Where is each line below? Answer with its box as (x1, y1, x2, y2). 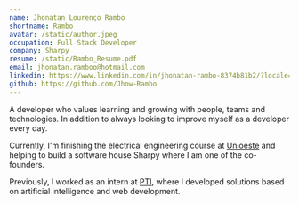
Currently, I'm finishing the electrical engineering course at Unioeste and (9, 140, 276, 151)
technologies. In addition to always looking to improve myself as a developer (9, 113, 289, 124)
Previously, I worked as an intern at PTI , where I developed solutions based (9, 176, 285, 187)
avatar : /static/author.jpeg (9, 29, 117, 38)
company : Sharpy (9, 46, 69, 55)
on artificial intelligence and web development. (9, 185, 181, 196)
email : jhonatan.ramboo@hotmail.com (9, 63, 145, 72)
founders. (9, 159, 45, 169)
